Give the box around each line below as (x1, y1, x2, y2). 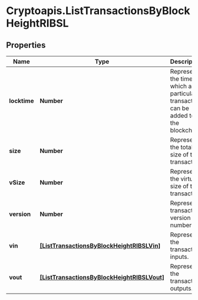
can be (170, 104, 190, 112)
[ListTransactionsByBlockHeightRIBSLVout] (39, 274, 165, 281)
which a (170, 82, 192, 90)
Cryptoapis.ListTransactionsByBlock (6, 4, 190, 18)
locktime (9, 97, 34, 105)
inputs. (170, 253, 189, 261)
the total (170, 143, 193, 151)
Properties (6, 40, 46, 50)
